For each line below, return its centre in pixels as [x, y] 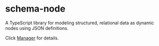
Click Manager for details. [32, 38]
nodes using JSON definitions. [37, 28]
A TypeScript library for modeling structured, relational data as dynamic [80, 23]
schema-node [35, 9]
